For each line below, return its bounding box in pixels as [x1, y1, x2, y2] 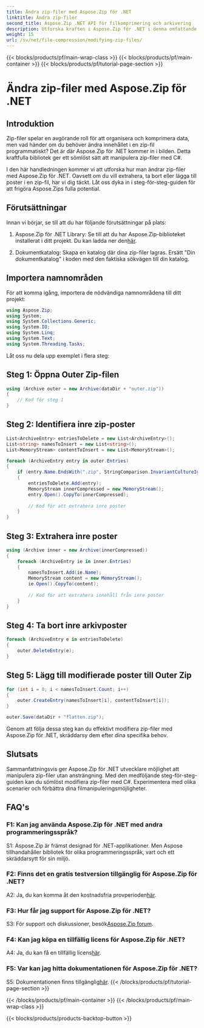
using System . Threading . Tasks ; [6, 341, 86, 347]
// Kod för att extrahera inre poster [28, 503, 126, 509]
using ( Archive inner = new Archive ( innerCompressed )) [6, 547, 148, 553]
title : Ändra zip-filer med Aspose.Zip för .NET [6, 9, 132, 15]
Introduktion [6, 118, 55, 129]
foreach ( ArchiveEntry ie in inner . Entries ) [17, 558, 132, 565]
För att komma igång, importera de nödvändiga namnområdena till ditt [6, 289, 182, 296]
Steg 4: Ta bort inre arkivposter [6, 620, 127, 630]
